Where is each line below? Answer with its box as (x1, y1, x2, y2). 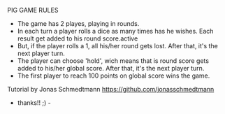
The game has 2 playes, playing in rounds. (17, 20, 140, 27)
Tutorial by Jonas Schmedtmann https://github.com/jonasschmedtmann (7, 85, 215, 93)
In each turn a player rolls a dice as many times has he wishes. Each (17, 27, 214, 35)
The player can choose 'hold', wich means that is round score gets (17, 57, 210, 65)
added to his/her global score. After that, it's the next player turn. (17, 64, 205, 72)
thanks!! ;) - (17, 99, 51, 107)
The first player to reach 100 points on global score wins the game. (17, 71, 210, 80)
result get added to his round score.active (17, 34, 138, 43)
